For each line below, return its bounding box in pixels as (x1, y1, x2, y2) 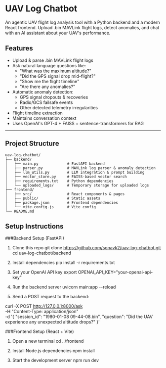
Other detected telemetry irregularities (19, 104, 98, 110)
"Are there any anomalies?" (19, 84, 76, 90)
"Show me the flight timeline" (19, 78, 80, 84)
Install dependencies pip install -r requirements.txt (12, 260, 115, 266)
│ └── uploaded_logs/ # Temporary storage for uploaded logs (5, 183, 149, 188)
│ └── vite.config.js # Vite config (5, 204, 96, 209)
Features (5, 44, 33, 52)
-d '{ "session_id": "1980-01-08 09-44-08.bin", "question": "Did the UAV (5, 314, 153, 320)
